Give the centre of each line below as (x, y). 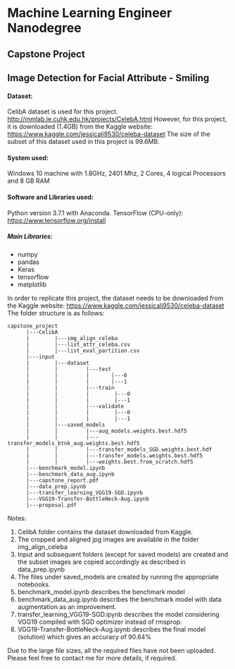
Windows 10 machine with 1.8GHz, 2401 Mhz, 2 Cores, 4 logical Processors (117, 174)
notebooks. (34, 584)
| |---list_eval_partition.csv (83, 351)
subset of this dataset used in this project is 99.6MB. (83, 142)
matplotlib (32, 284)
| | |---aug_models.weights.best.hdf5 (107, 431)
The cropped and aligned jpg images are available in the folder (108, 539)
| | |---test (69, 369)
